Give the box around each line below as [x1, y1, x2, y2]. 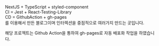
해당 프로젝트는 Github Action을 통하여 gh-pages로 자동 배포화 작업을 [5, 30, 138, 35]
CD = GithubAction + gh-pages [5, 14, 67, 20]
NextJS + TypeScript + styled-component [5, 4, 88, 10]
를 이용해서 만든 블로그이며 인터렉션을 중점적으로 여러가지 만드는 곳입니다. [5, 20, 145, 25]
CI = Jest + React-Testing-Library [5, 9, 72, 15]
